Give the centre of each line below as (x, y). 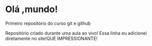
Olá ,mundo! (32, 9)
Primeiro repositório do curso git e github (48, 23)
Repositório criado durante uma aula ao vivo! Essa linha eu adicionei (76, 33)
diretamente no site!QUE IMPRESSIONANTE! (51, 38)
